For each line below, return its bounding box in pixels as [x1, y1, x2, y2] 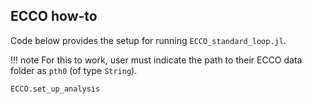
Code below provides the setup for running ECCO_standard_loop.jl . [10, 34, 287, 46]
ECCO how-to [10, 8, 98, 25]
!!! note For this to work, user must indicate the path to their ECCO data [10, 54, 303, 66]
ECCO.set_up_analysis [10, 84, 101, 94]
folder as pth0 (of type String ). [10, 64, 138, 76]
